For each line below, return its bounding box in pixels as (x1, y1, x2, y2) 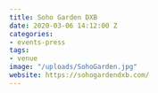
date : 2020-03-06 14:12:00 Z (9, 21, 118, 30)
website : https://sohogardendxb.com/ (9, 71, 150, 80)
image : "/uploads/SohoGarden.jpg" (9, 63, 138, 72)
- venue (9, 54, 38, 63)
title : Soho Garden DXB (9, 12, 98, 22)
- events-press (9, 37, 66, 47)
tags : (9, 46, 29, 55)
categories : (9, 29, 54, 38)
